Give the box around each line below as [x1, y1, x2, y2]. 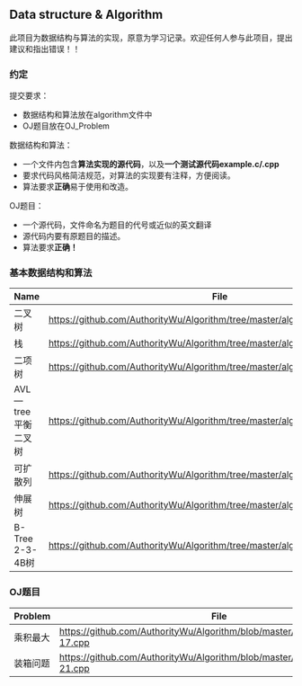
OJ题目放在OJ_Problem [22, 120, 111, 131]
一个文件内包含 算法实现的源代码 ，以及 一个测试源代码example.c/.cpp [22, 159, 280, 170]
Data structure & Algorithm [9, 7, 164, 22]
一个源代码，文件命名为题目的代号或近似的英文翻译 [22, 219, 212, 230]
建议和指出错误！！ [9, 43, 81, 54]
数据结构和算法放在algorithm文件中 [22, 110, 153, 120]
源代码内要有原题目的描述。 [22, 231, 126, 242]
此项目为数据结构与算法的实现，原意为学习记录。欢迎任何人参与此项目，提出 [9, 31, 293, 43]
